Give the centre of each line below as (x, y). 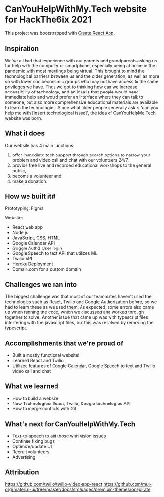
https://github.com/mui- (128, 484)
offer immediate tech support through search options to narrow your (81, 155)
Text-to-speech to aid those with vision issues (59, 436)
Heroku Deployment (32, 264)
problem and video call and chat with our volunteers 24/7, (70, 160)
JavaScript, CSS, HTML (36, 238)
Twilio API (22, 259)
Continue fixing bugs (33, 441)
